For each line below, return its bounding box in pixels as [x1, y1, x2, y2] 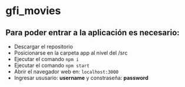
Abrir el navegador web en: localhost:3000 [14, 68, 119, 75]
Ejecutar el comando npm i [14, 56, 79, 62]
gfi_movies [5, 4, 61, 18]
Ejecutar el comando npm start [14, 62, 90, 69]
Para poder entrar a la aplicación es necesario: [5, 28, 180, 38]
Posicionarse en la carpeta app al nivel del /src [14, 49, 128, 56]
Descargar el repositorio [14, 43, 73, 50]
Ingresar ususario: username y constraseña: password [14, 75, 148, 81]
